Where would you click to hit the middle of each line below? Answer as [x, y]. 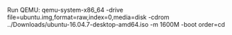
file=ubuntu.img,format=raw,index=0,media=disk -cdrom [88, 17]
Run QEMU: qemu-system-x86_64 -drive [65, 10]
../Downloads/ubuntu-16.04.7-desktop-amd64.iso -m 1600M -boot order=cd [116, 24]
